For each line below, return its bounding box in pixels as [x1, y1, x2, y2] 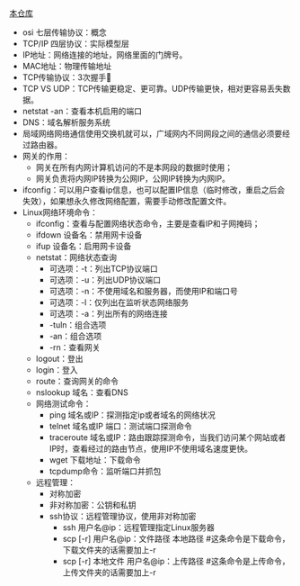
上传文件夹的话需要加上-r [62, 567, 156, 578]
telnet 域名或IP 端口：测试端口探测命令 [49, 421, 192, 431]
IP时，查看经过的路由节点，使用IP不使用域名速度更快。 [49, 444, 253, 454]
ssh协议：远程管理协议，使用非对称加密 [49, 511, 197, 521]
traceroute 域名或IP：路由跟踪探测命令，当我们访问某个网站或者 [49, 432, 287, 443]
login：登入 [35, 365, 78, 375]
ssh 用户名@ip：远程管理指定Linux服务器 [62, 522, 216, 533]
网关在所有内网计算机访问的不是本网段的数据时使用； [35, 162, 234, 173]
